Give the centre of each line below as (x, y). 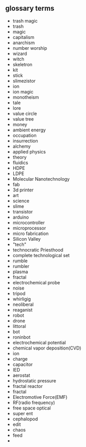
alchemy (22, 146)
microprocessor (29, 228)
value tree (23, 119)
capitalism (23, 37)
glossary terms (30, 8)
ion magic (23, 91)
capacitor (23, 364)
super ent (23, 413)
